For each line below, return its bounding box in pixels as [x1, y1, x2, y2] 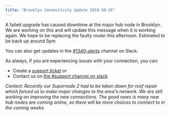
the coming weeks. [5, 104, 45, 110]
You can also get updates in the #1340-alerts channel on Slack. [5, 48, 139, 54]
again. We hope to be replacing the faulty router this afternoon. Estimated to [5, 32, 165, 38]
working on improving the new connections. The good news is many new [5, 94, 159, 100]
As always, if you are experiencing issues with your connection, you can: [5, 57, 159, 64]
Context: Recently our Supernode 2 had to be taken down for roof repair [5, 83, 157, 89]
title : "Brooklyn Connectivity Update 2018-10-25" [5, 7, 115, 13]
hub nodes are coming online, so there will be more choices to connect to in [5, 99, 165, 105]
